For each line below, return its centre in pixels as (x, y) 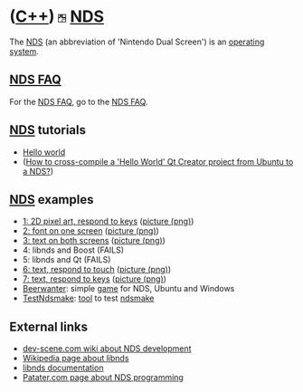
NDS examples (52, 200)
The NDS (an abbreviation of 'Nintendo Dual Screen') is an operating (137, 42)
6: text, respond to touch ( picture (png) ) (97, 270)
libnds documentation (63, 368)
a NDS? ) (38, 171)
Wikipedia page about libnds (76, 359)
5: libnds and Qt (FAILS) (66, 260)
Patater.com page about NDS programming (103, 378)
